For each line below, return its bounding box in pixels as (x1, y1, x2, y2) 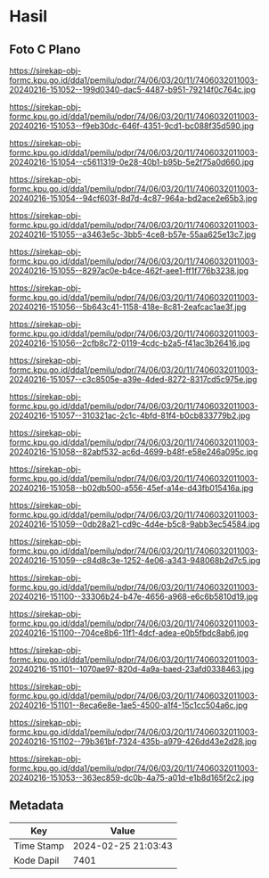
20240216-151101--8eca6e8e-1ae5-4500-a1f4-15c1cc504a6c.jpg (9, 700, 248, 710)
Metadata (9, 798, 64, 813)
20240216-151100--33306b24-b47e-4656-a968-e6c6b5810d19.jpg (9, 591, 258, 602)
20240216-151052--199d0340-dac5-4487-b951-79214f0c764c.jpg (9, 85, 257, 94)
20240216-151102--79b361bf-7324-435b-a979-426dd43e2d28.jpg (9, 736, 257, 746)
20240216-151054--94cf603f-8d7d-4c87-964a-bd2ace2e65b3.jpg (9, 193, 258, 203)
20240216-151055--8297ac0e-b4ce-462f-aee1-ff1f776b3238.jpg (9, 266, 249, 275)
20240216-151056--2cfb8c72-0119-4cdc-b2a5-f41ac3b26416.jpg (9, 338, 251, 349)
